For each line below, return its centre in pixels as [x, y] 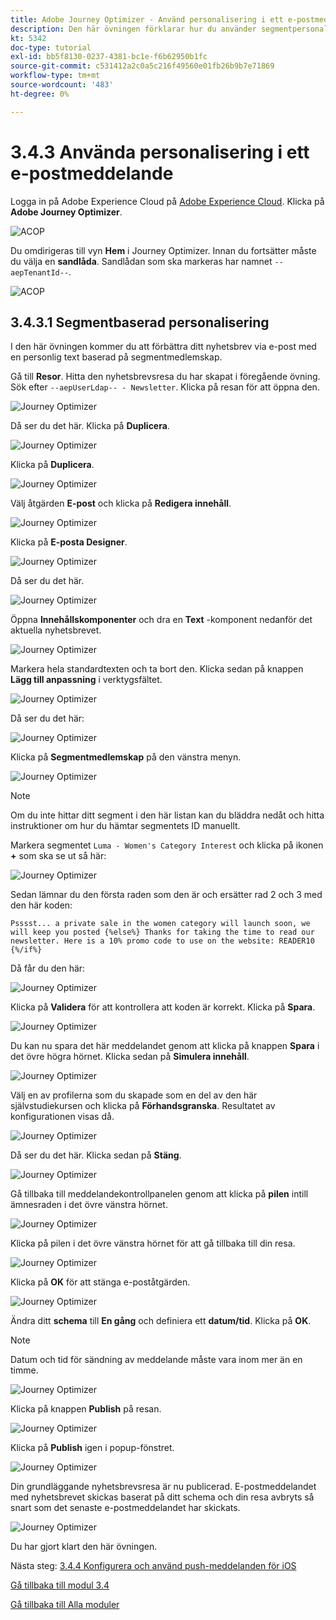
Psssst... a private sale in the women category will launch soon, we [160, 924]
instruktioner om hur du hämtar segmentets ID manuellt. [125, 826]
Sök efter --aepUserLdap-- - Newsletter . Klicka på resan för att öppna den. [165, 387]
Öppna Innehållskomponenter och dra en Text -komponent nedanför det [161, 620]
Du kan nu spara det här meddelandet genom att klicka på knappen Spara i [165, 1046]
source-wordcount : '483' [62, 85]
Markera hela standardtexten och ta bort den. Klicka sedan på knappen [157, 669]
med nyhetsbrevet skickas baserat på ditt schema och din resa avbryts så [162, 1497]
